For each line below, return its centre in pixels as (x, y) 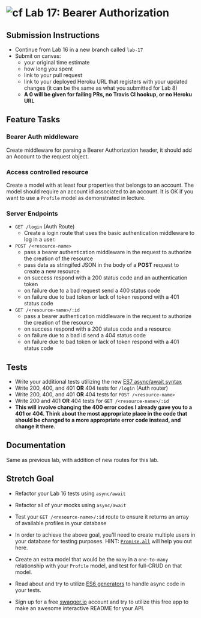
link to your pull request (53, 75)
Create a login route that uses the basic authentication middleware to (109, 233)
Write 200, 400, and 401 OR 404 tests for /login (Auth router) (91, 388)
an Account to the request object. (48, 156)
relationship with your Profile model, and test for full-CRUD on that (98, 566)
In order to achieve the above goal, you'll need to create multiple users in (105, 535)
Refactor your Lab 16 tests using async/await (70, 493)
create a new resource (52, 272)
